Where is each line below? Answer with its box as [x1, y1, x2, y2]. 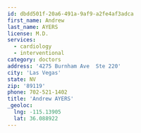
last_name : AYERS [7, 23, 59, 30]
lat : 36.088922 [13, 115, 59, 122]
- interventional [13, 50, 65, 57]
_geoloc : [7, 102, 33, 109]
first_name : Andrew [7, 17, 65, 24]
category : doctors [7, 56, 61, 63]
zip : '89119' [7, 82, 46, 89]
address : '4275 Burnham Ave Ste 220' [7, 63, 121, 70]
